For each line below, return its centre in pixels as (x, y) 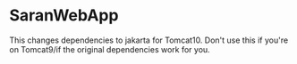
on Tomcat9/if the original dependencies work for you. (110, 49)
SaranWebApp (64, 16)
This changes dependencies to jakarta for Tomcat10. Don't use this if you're (149, 40)
